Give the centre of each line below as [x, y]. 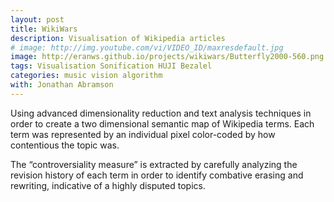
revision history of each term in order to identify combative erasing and [157, 175]
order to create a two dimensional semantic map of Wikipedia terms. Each [162, 123]
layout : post [37, 19]
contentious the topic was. [65, 145]
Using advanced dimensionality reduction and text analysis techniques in [161, 113]
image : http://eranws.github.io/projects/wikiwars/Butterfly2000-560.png [167, 57]
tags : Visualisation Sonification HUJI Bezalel [111, 66]
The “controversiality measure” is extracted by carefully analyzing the [154, 164]
